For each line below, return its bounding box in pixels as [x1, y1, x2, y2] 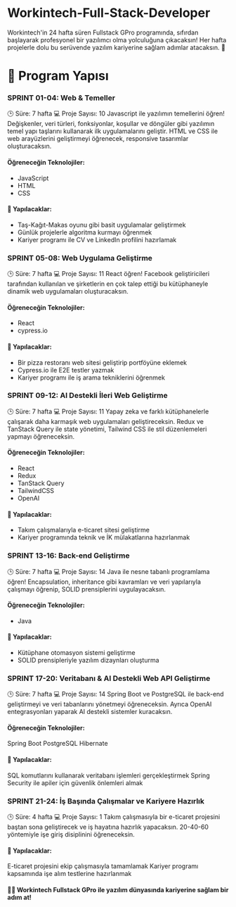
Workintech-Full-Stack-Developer [7, 5, 211, 21]
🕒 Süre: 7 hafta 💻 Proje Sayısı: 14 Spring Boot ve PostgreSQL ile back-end [7, 690, 224, 699]
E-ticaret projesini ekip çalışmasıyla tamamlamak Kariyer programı [7, 862, 199, 870]
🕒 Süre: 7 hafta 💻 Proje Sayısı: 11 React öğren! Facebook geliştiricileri [7, 270, 210, 278]
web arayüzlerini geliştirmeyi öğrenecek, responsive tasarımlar [7, 135, 189, 143]
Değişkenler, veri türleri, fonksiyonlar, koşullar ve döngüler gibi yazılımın [7, 120, 215, 128]
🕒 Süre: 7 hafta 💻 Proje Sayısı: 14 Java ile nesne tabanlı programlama [7, 567, 210, 575]
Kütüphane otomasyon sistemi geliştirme [17, 648, 136, 656]
